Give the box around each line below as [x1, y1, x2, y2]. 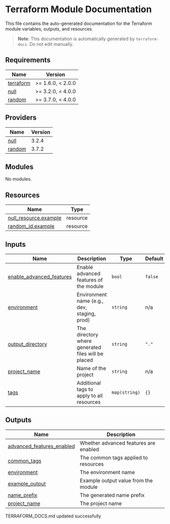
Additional [76, 380, 101, 386]
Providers [5, 113, 37, 122]
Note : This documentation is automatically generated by [17, 36, 135, 42]
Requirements [5, 56, 51, 65]
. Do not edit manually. [27, 41, 74, 47]
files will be [76, 350, 104, 357]
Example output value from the [79, 477, 153, 484]
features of [76, 276, 103, 283]
